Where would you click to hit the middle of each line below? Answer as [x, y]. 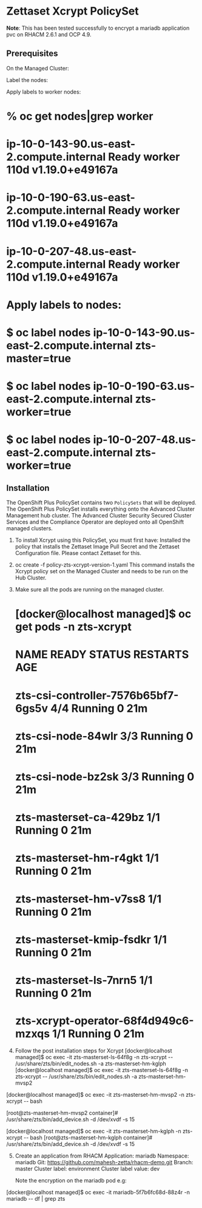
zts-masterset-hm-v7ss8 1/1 [88, 899]
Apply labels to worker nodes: [44, 92]
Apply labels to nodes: [64, 305]
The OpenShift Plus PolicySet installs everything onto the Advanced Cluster [101, 509]
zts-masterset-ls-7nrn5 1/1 [84, 980]
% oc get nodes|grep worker [80, 116]
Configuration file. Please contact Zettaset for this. [78, 553]
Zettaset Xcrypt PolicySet [73, 11]
